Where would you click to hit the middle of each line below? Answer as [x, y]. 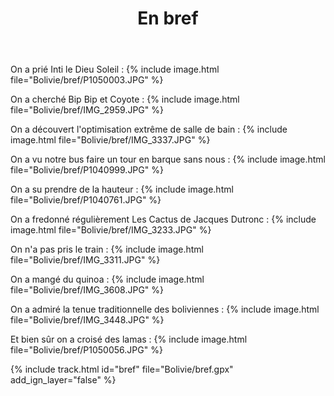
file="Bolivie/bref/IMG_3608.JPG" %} [87, 290]
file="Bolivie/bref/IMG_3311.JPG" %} [85, 260]
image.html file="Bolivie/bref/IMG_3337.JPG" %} [110, 140]
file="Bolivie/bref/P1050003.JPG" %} [87, 80]
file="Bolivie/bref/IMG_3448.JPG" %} [87, 320]
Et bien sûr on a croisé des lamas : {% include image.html [129, 339]
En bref [168, 18]
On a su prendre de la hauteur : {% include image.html [122, 189]
